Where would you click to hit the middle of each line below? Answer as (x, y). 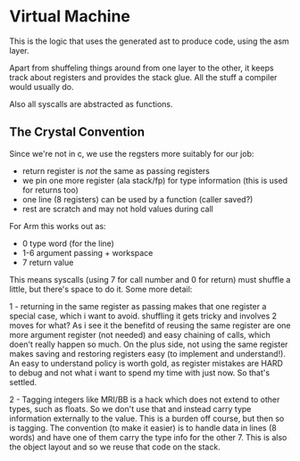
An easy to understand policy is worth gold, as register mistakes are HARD (146, 363)
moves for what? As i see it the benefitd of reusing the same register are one (150, 325)
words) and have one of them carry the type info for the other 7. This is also (148, 437)
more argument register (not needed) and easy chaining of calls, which (140, 334)
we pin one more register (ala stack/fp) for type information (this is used (155, 180)
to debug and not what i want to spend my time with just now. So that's (140, 373)
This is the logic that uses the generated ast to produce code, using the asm (150, 41)
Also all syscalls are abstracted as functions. (91, 103)
